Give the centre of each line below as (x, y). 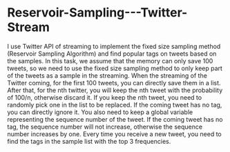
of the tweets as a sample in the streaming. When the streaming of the (107, 75)
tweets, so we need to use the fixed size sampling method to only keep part (115, 68)
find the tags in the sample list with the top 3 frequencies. (89, 141)
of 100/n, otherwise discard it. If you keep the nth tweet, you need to (105, 97)
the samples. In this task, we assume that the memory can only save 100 (110, 61)
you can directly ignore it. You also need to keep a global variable (100, 112)
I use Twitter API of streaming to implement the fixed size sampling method (114, 46)
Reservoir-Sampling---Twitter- (97, 13)
